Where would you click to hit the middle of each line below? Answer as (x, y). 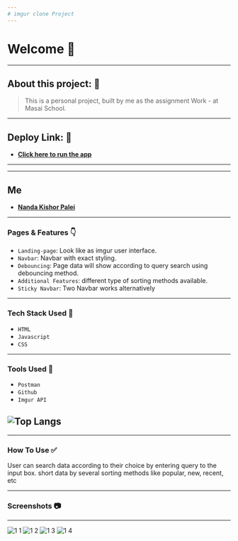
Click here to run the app (55, 155)
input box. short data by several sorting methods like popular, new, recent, (115, 473)
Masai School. (45, 108)
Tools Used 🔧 (30, 369)
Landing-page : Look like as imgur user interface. (87, 251)
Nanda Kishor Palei (46, 207)
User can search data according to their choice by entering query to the (112, 465)
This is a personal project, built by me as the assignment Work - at (121, 101)
